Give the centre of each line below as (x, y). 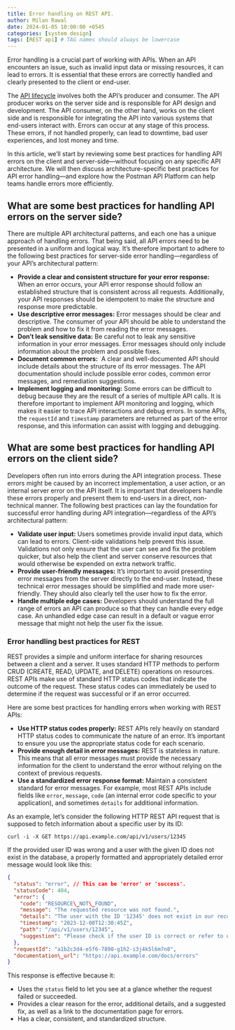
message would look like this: (50, 865)
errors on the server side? (65, 217)
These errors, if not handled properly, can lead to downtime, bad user (108, 133)
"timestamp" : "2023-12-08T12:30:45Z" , (76, 923)
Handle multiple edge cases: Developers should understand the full (116, 600)
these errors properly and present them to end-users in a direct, (100, 497)
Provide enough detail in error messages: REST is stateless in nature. (119, 751)
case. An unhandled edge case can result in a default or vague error (116, 616)
